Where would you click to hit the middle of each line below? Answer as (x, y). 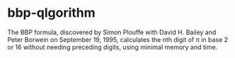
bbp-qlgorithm (51, 13)
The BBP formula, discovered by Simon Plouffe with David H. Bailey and (112, 32)
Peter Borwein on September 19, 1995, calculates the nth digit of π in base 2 (118, 39)
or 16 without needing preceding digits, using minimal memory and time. (113, 47)
